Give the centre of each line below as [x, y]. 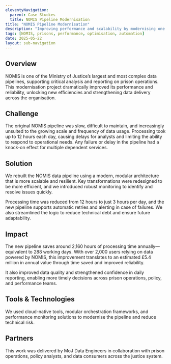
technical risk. [20, 322]
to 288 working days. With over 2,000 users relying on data [91, 252]
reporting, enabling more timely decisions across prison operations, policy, [83, 278]
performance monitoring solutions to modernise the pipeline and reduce [81, 317]
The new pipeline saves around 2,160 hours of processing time [71, 246]
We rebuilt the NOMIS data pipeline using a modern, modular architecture [82, 176]
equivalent [16, 252]
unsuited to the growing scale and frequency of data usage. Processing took [85, 131]
